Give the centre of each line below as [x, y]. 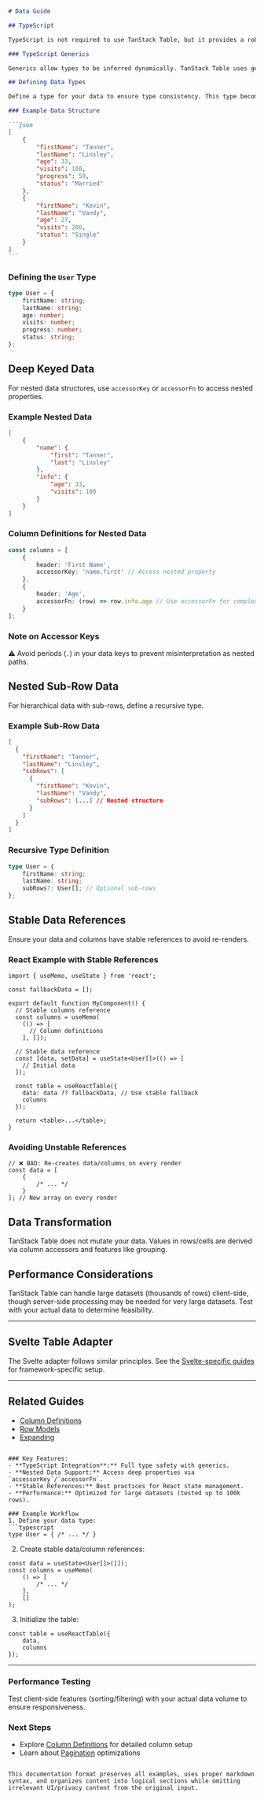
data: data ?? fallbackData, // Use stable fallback [110, 1093]
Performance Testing [49, 1681]
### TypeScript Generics [49, 54]
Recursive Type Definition [59, 850]
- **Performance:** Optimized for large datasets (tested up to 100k [125, 1493]
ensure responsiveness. [47, 1707]
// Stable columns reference [63, 1011]
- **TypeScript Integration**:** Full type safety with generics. [119, 1465]
